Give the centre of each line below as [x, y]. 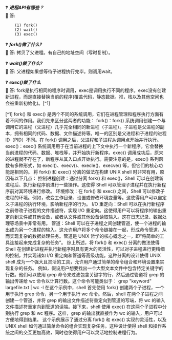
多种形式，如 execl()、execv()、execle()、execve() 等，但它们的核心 [86, 165]
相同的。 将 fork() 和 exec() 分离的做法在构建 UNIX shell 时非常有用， [87, 172]
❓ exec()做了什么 [23, 82]
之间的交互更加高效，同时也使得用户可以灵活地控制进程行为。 [74, 332]
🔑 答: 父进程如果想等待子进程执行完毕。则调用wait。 [60, 71]
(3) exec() [26, 34]
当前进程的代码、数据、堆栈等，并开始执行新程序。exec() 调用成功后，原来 [84, 153]
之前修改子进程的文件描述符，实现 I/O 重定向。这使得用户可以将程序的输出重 [86, 210]
